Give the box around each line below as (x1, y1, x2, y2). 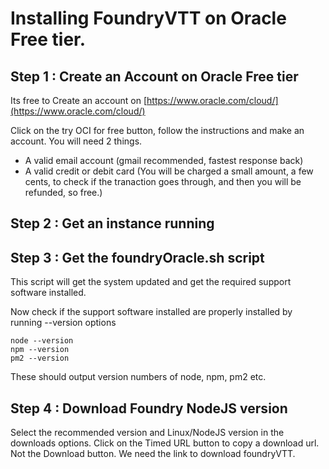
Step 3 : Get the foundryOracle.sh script (10, 249, 265, 266)
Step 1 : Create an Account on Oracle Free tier (10, 68, 299, 85)
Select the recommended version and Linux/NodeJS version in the (10, 427, 285, 439)
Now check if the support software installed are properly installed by (10, 306, 293, 318)
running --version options (10, 317, 117, 329)
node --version (10, 336, 74, 346)
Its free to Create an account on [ (10, 95, 148, 106)
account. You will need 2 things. (10, 135, 143, 147)
